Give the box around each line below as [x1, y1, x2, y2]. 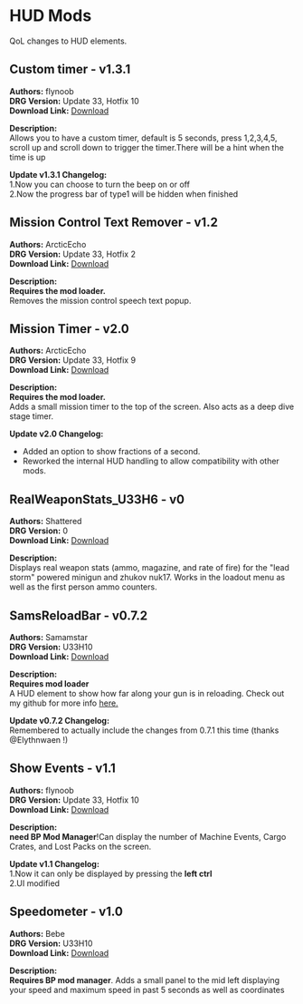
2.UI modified [9, 877, 61, 889]
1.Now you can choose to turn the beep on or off [9, 179, 190, 190]
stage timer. [9, 411, 54, 422]
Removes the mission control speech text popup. [9, 295, 192, 306]
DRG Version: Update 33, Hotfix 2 [9, 249, 136, 259]
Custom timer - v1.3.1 [9, 62, 131, 77]
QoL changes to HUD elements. [9, 35, 128, 46]
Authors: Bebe [9, 928, 65, 939]
